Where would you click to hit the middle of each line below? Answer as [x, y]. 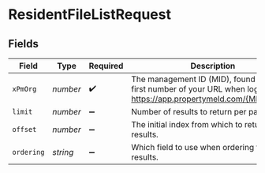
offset [24, 129]
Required [106, 66]
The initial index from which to [187, 124]
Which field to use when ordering [193, 147]
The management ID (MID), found [194, 79]
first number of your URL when [188, 89]
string [63, 152]
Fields [24, 44]
